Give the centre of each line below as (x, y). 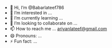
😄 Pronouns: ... (26, 36)
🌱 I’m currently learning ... (36, 18)
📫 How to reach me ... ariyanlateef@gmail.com (58, 29)
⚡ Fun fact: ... (23, 41)
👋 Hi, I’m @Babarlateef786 (37, 8)
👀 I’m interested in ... (31, 13)
